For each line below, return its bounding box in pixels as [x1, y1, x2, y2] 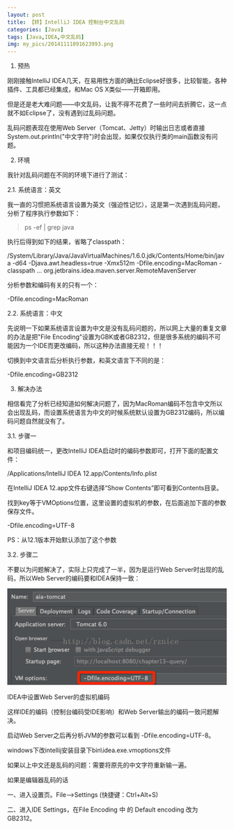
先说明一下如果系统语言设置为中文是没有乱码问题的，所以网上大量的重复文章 [7, 324, 227, 332]
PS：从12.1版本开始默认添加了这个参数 [7, 536, 117, 544]
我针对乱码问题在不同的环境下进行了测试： [7, 171, 130, 179]
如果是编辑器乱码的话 [7, 775, 68, 784]
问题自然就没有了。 [13, 417, 68, 425]
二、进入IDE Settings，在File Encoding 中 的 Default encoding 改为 [7, 805, 198, 814]
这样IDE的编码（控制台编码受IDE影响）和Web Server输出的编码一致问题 [7, 707, 213, 716]
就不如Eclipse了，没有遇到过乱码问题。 [7, 109, 120, 117]
